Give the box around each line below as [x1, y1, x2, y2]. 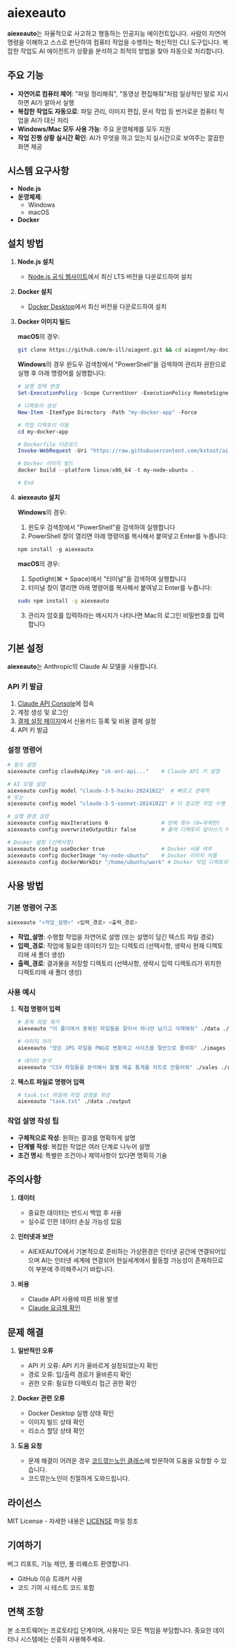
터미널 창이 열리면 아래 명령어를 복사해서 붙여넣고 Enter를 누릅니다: [27, 583, 212, 591]
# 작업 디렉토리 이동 [17, 421, 69, 429]
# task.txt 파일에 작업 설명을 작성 [17, 1091, 110, 1099]
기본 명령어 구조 [7, 902, 58, 912]
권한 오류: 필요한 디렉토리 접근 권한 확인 [27, 1379, 137, 1388]
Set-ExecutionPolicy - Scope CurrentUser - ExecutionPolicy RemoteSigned [17, 390, 232, 397]
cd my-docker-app [17, 428, 69, 435]
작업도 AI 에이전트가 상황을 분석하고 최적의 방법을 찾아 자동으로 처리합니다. [20, 47, 225, 55]
